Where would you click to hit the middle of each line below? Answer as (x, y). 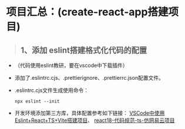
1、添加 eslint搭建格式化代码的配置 (84, 50)
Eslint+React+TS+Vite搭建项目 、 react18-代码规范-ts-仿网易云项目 (95, 120)
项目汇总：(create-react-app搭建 (87, 12)
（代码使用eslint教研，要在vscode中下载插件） (71, 65)
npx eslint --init (37, 101)
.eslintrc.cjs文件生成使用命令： (52, 90)
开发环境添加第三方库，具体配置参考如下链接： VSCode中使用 (90, 113)
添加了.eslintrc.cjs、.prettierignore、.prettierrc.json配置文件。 (89, 78)
